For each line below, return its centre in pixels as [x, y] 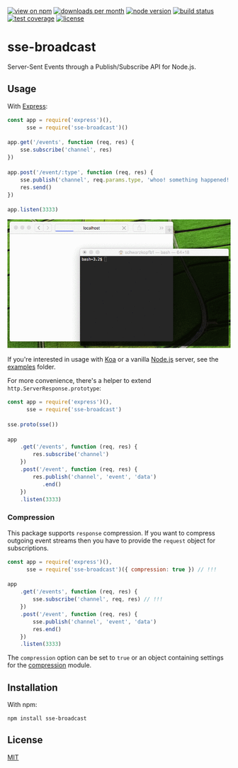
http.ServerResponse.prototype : [54, 388]
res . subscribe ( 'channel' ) [71, 455]
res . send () [36, 187]
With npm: [22, 705]
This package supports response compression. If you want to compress [111, 533]
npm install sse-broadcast [47, 719]
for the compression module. [50, 665]
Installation [33, 688]
